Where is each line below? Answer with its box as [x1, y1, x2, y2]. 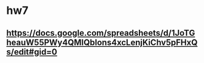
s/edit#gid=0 [6, 47, 58, 57]
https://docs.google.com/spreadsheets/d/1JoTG [6, 28, 195, 38]
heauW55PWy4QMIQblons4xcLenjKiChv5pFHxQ [6, 37, 198, 47]
